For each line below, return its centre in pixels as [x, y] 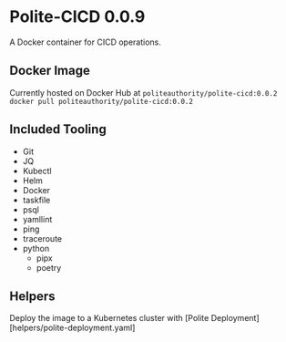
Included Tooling [58, 130]
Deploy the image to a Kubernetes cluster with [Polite [109, 318]
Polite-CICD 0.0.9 [77, 17]
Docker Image [50, 71]
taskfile [36, 200]
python [36, 248]
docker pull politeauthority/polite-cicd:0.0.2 [102, 101]
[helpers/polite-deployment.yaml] [72, 328]
